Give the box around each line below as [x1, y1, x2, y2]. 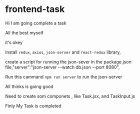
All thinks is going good [5, 83, 53, 89]
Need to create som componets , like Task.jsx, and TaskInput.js [5, 93, 135, 99]
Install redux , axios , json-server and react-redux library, [5, 49, 121, 55]
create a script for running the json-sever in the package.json [5, 58, 131, 64]
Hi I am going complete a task [5, 20, 66, 26]
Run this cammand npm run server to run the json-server [5, 73, 122, 79]
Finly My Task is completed [5, 102, 61, 108]
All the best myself [5, 29, 44, 35]
